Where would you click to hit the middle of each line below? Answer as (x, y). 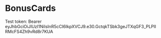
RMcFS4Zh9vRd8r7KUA (29, 31)
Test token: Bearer (24, 21)
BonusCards (31, 8)
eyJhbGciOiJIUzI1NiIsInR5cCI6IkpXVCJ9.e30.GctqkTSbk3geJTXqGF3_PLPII (81, 26)
